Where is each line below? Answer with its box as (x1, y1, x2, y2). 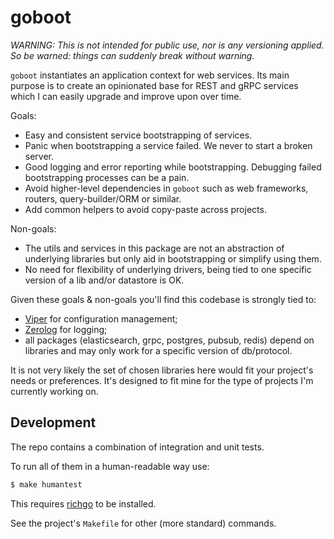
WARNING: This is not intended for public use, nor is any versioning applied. (10, 39, 325, 51)
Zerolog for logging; (24, 323, 108, 335)
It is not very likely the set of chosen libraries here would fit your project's (10, 364, 314, 376)
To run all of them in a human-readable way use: (10, 460, 210, 472)
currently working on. (10, 385, 99, 397)
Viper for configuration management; (24, 312, 178, 325)
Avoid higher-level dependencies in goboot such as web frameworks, (24, 182, 309, 194)
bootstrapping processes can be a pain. (24, 171, 190, 183)
